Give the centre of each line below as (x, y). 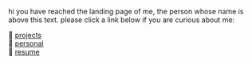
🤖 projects (25, 35)
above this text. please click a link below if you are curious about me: (122, 20)
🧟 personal (26, 43)
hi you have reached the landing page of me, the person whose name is (126, 11)
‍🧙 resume (24, 52)
